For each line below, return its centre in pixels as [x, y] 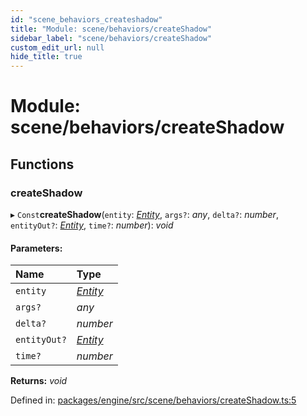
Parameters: [36, 248]
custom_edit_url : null [57, 47]
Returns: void [39, 381]
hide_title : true [46, 57]
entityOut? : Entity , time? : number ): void [92, 225]
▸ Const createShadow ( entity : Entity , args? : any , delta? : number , [144, 214]
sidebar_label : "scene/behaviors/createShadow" [111, 38]
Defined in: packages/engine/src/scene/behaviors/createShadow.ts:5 [153, 400]
